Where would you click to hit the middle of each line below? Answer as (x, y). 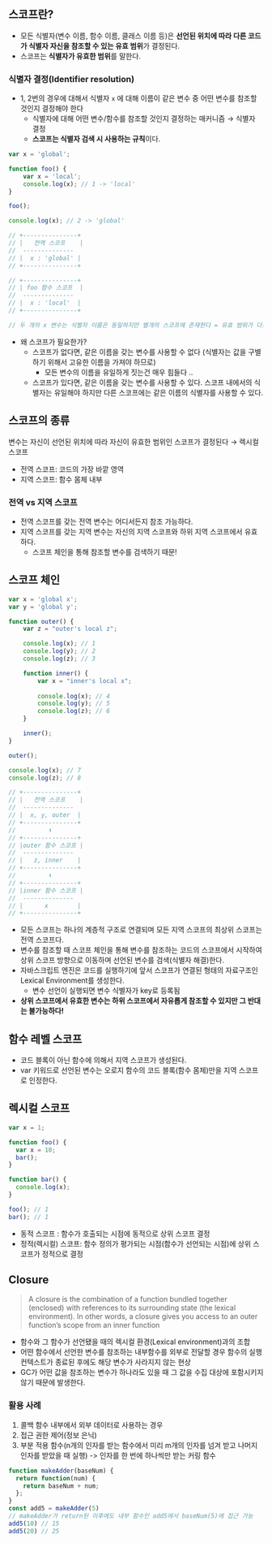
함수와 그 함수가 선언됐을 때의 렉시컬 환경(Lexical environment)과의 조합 (135, 1342)
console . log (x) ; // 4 (74, 696)
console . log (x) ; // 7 (45, 770)
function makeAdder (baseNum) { (61, 1471)
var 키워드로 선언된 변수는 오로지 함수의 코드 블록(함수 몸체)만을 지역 (128, 1070)
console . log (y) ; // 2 (59, 651)
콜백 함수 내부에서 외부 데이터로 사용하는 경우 (91, 1424)
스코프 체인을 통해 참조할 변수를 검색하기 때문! (104, 551)
